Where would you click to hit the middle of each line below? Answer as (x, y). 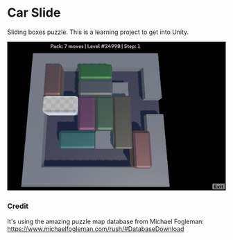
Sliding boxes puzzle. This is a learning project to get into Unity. (98, 32)
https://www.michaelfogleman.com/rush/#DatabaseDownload (96, 229)
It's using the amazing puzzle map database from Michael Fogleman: (106, 221)
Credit (18, 206)
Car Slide (34, 13)
